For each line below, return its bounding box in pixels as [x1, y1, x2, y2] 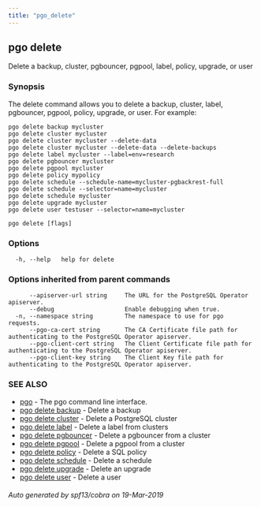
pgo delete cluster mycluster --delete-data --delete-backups [8, 144, 217, 151]
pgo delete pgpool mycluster [8, 164, 104, 172]
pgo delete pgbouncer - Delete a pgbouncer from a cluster [19, 431, 211, 440]
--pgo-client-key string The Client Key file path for [28, 354, 224, 362]
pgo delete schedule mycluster [8, 192, 111, 199]
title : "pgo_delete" [8, 11, 76, 20]
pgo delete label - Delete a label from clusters [19, 422, 169, 431]
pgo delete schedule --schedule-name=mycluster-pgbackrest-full [8, 178, 224, 186]
